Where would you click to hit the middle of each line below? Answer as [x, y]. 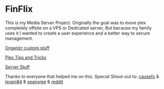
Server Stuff [18, 67]
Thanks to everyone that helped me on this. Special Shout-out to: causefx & [82, 76]
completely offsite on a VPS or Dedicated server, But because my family [79, 28]
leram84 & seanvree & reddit [34, 82]
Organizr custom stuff [27, 48]
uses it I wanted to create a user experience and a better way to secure [78, 33]
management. [19, 38]
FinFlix [19, 9]
